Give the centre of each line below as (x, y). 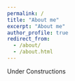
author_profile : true (38, 33)
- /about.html (33, 52)
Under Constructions (36, 71)
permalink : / (26, 13)
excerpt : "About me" (36, 26)
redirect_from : (29, 39)
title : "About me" (33, 20)
